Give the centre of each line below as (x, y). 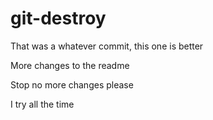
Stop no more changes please (72, 84)
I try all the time (42, 104)
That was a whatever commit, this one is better (107, 46)
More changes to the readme (70, 65)
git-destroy (58, 18)
